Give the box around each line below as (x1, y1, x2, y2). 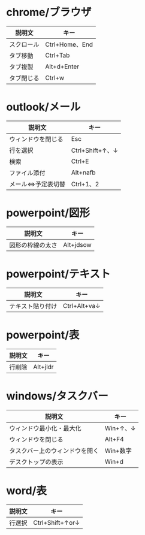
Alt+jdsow (63, 240, 92, 249)
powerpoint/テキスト (6, 267, 111, 280)
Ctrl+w (45, 73, 65, 81)
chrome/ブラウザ (6, 5, 92, 19)
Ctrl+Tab (45, 51, 70, 59)
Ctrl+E (71, 157, 89, 165)
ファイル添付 (9, 168, 46, 177)
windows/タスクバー (6, 389, 109, 403)
